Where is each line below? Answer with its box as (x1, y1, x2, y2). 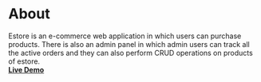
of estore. (8, 57, 41, 66)
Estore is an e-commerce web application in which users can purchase (8, 31, 242, 41)
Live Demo (8, 64, 45, 74)
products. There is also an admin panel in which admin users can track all (8, 39, 250, 49)
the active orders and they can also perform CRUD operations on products (8, 48, 253, 57)
